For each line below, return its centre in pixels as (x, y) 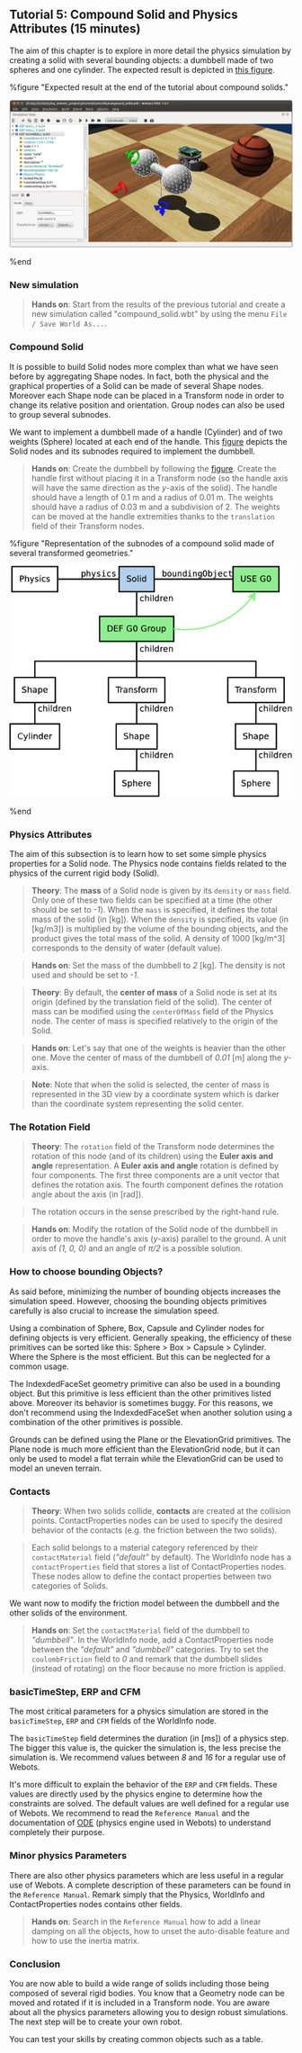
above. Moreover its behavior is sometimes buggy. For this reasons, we (142, 1402)
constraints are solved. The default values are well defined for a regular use (149, 1804)
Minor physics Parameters (68, 1856)
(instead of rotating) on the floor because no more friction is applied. (158, 1668)
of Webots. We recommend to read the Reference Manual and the (129, 1814)
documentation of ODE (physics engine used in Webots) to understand (140, 1823)
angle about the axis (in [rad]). (87, 1194)
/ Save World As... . (69, 324)
